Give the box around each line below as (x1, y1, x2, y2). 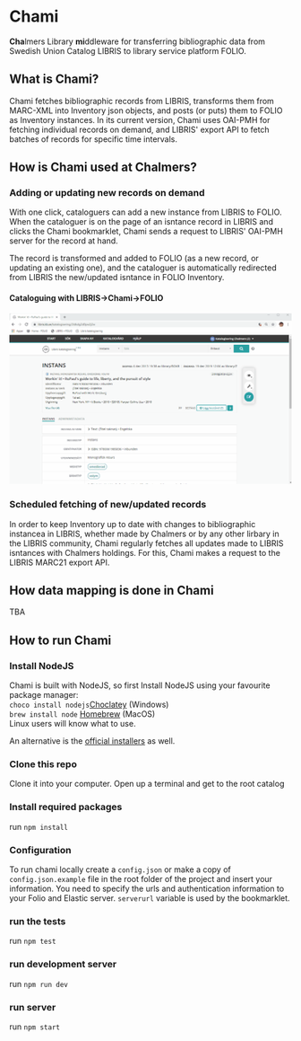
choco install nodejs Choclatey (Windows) (9, 699, 169, 710)
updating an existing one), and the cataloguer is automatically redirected (9, 262, 278, 273)
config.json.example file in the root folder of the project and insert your (9, 873, 273, 884)
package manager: (9, 690, 79, 701)
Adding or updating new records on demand (9, 187, 205, 199)
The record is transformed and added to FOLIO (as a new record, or (9, 253, 260, 264)
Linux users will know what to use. (9, 719, 136, 729)
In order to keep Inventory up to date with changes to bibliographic (9, 518, 256, 529)
